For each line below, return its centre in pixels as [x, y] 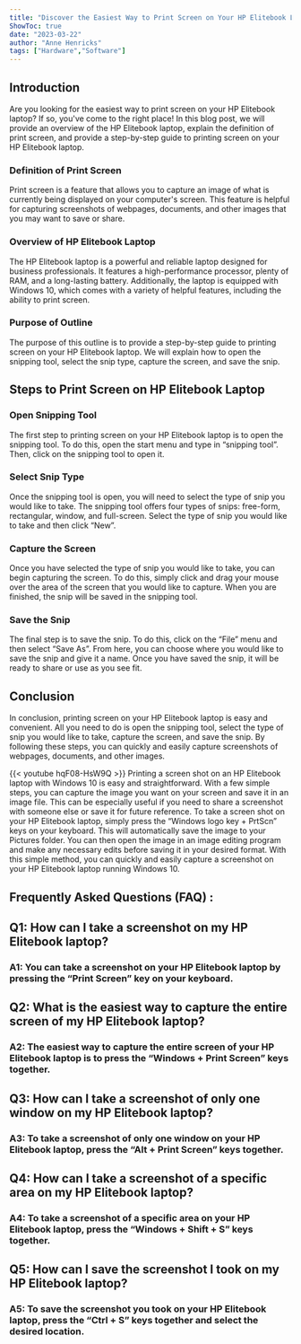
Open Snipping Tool [53, 416]
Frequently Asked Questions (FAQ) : [112, 897]
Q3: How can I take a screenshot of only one [135, 1098]
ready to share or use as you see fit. [76, 668]
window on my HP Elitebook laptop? [111, 1113]
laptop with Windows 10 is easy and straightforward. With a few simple [140, 783]
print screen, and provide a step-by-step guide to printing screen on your [145, 137]
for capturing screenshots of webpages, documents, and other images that [148, 209]
